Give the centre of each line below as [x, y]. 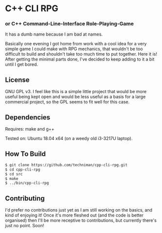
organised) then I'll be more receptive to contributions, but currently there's [81, 220]
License [17, 80]
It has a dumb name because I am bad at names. [54, 34]
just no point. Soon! [25, 226]
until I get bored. [21, 64]
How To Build [25, 154]
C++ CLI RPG [32, 9]
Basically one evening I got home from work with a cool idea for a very [76, 44]
